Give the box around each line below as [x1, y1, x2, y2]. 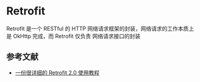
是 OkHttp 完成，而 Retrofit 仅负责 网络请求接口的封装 [6, 32, 141, 40]
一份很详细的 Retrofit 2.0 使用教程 [15, 69, 100, 76]
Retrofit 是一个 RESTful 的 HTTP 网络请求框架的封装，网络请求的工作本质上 [6, 25, 195, 32]
